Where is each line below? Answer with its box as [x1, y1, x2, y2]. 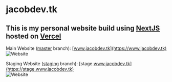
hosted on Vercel [6, 32, 61, 40]
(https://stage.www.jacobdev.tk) [6, 66, 74, 72]
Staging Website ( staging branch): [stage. [6, 61, 94, 67]
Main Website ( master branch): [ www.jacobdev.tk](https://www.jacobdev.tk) [6, 45, 167, 51]
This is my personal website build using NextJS [6, 24, 160, 33]
